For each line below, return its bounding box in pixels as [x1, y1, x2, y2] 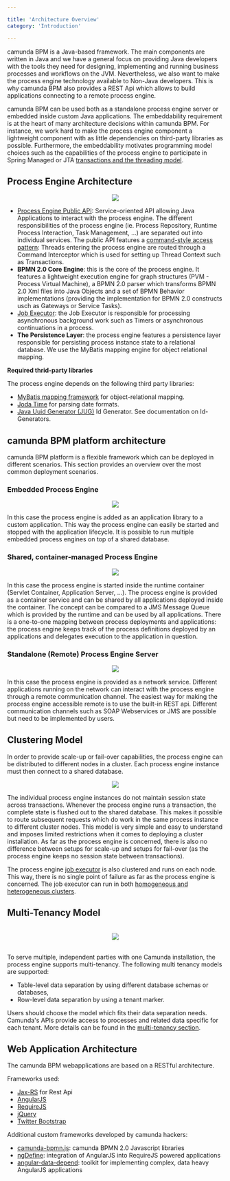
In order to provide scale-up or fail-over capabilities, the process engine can [7, 752, 223, 761]
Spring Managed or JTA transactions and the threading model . [7, 155, 184, 164]
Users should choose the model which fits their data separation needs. [7, 1008, 207, 1017]
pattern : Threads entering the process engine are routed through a [16, 243, 206, 252]
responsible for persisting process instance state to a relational [16, 338, 196, 347]
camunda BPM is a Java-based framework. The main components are [7, 47, 205, 56]
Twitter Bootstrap [16, 1117, 67, 1125]
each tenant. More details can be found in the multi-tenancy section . [7, 1023, 201, 1032]
